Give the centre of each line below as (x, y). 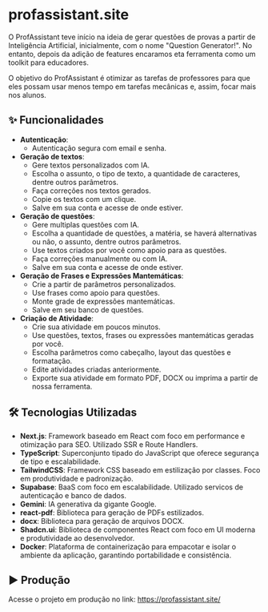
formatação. (52, 360)
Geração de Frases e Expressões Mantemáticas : (102, 276)
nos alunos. (27, 95)
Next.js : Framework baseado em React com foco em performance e (132, 436)
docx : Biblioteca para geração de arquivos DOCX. (102, 521)
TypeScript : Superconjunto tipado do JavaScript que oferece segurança (140, 453)
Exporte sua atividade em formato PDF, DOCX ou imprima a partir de (145, 377)
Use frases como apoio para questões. (96, 292)
